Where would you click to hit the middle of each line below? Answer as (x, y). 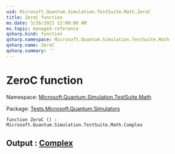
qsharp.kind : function (34, 34)
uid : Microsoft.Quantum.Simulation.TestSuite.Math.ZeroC (79, 12)
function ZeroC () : (32, 120)
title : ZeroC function (34, 17)
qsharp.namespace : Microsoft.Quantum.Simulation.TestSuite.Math (88, 40)
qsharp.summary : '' (30, 51)
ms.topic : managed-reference (42, 28)
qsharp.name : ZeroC (30, 46)
